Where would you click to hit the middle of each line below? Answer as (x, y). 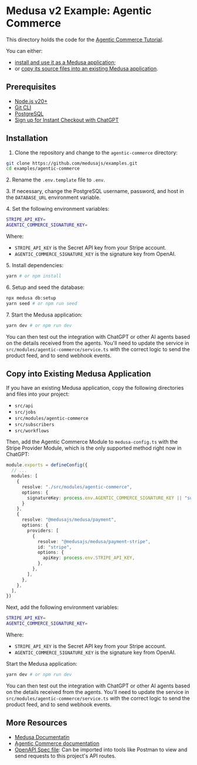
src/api (24, 406)
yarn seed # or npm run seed (42, 304)
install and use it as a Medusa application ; (65, 62)
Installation (27, 138)
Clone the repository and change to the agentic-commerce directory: (96, 152)
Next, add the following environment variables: (62, 607)
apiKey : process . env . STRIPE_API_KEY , (89, 558)
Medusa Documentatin (42, 737)
